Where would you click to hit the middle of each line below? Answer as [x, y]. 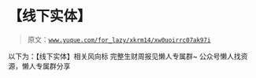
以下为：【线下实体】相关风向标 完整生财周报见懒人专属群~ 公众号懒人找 [125, 56]
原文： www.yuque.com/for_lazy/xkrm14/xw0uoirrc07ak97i [119, 39]
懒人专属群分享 [46, 66]
